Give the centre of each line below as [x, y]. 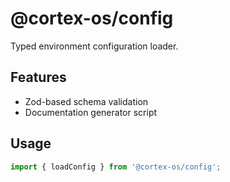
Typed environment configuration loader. [94, 46]
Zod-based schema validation [86, 101]
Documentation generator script [91, 112]
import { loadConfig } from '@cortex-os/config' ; [116, 167]
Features [38, 77]
